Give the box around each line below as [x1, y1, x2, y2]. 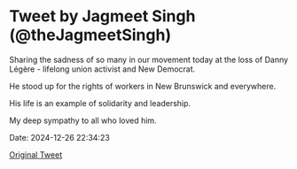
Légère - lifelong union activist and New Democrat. [9, 64, 196, 74]
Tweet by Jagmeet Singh [9, 6, 196, 27]
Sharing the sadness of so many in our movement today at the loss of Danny [9, 54, 289, 65]
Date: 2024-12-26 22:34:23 [9, 132, 111, 142]
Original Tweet [9, 149, 63, 160]
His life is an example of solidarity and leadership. [9, 97, 191, 108]
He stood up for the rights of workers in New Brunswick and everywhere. [9, 81, 277, 91]
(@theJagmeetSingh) [9, 25, 171, 45]
